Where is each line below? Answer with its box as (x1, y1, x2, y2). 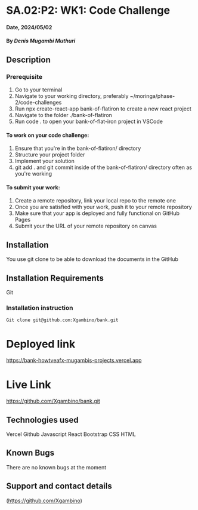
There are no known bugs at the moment (6, 463, 107, 471)
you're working (14, 170, 52, 177)
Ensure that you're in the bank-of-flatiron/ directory (14, 145, 141, 152)
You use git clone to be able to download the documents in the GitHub (6, 256, 179, 263)
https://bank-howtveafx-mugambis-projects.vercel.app (6, 357, 142, 364)
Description (6, 54, 51, 64)
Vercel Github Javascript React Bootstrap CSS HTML (6, 431, 136, 438)
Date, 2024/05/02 (6, 23, 52, 30)
